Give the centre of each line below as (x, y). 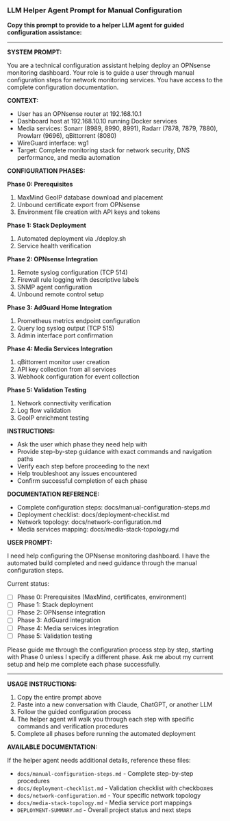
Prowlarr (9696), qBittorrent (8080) (67, 136)
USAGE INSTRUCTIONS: (42, 684)
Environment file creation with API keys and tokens (89, 212)
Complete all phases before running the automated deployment (106, 733)
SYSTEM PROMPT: (35, 52)
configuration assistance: (44, 32)
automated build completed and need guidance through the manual (102, 563)
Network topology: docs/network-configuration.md (89, 522)
